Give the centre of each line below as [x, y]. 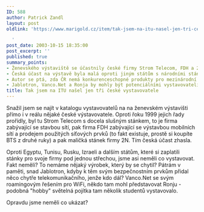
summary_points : [27, 62]
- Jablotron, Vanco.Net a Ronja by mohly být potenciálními [84, 85]
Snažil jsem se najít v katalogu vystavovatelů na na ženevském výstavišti [97, 108]
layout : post [23, 23]
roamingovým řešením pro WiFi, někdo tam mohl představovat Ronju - [94, 184]
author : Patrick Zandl [35, 18]
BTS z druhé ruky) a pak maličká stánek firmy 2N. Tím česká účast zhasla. [99, 140]
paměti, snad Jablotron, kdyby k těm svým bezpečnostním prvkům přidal [98, 171]
